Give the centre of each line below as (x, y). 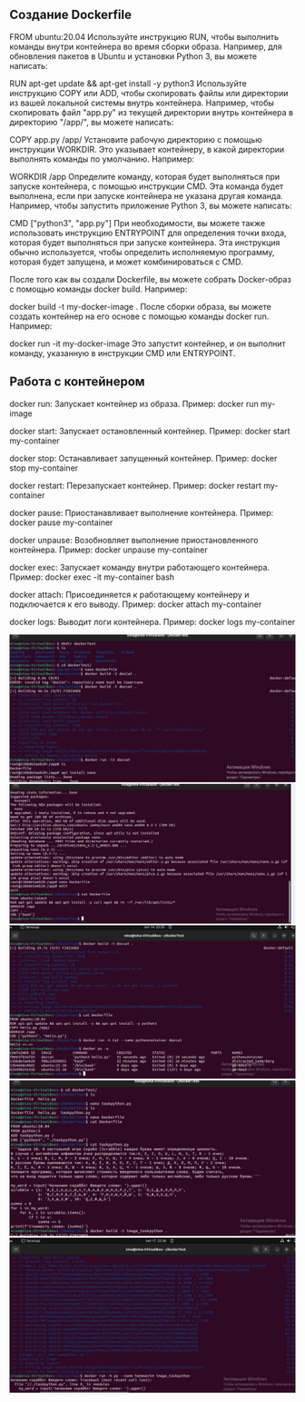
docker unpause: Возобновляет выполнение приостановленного (134, 540)
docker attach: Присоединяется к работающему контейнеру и (129, 594)
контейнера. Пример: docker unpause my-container (108, 550)
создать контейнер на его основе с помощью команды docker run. (139, 316)
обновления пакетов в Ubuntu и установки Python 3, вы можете (133, 56)
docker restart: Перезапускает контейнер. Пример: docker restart (135, 485)
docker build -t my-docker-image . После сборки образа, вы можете (141, 306)
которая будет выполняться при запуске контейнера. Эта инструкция (145, 242)
